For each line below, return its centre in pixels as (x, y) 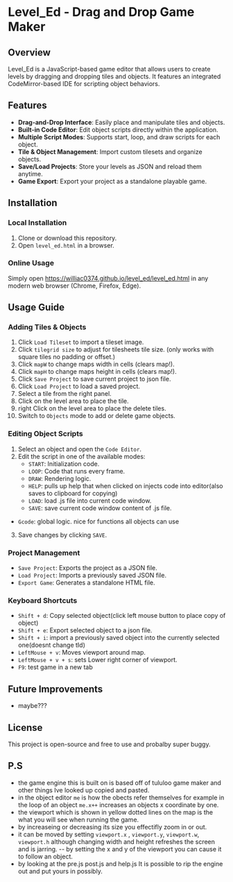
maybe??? (32, 706)
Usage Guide (36, 308)
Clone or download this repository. (67, 238)
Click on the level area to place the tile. (73, 401)
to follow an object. (45, 856)
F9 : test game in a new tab (55, 667)
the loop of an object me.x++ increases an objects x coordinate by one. (118, 804)
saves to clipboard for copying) (73, 493)
